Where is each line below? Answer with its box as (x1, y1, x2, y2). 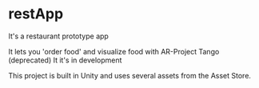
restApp (8, 5, 64, 23)
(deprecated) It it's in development (8, 55, 122, 65)
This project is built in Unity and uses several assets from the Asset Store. (8, 70, 252, 80)
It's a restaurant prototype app (8, 31, 110, 41)
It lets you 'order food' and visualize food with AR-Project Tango (8, 46, 220, 56)
